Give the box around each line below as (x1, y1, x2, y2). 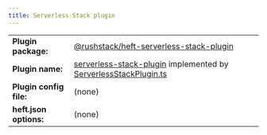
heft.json (12, 103, 47, 114)
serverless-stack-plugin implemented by (74, 58, 229, 69)
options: (12, 114, 44, 125)
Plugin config (12, 81, 64, 92)
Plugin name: (12, 63, 64, 74)
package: (12, 45, 48, 56)
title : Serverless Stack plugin (8, 11, 115, 20)
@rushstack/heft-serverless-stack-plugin (74, 40, 234, 51)
